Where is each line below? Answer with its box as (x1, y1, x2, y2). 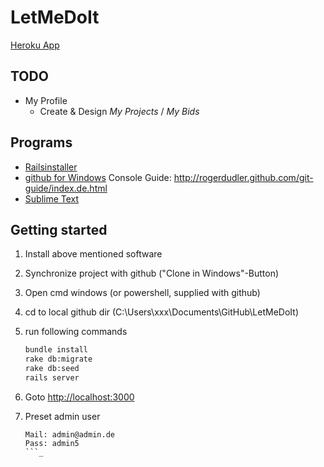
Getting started (10, 221, 108, 238)
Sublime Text (24, 192, 80, 205)
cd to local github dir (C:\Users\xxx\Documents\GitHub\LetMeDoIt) (24, 306, 299, 318)
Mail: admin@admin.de (24, 429, 115, 440)
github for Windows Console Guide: (24, 171, 172, 183)
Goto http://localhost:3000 (24, 391, 135, 403)
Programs (10, 134, 73, 151)
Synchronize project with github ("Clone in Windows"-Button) (24, 267, 280, 280)
